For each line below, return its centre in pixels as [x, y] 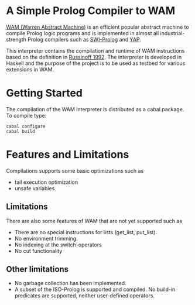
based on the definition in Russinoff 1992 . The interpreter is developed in [94, 57]
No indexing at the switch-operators [58, 245]
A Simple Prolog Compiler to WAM [91, 11]
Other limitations [37, 270]
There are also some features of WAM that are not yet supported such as [94, 221]
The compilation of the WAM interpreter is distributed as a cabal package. [95, 109]
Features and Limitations [68, 155]
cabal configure [26, 126]
